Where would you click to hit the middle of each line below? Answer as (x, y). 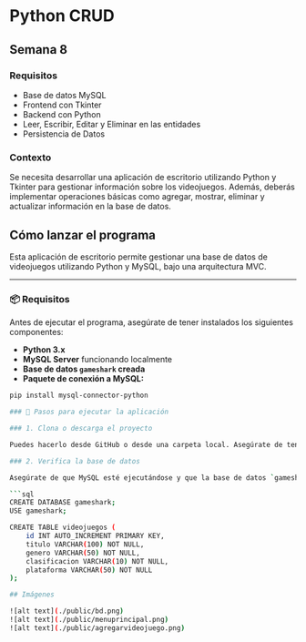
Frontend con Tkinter (62, 105)
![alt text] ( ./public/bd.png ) (67, 611)
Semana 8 (39, 50)
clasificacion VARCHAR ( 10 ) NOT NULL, (97, 561)
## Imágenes (32, 595)
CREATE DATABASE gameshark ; (63, 503)
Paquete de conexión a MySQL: (83, 379)
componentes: (36, 332)
